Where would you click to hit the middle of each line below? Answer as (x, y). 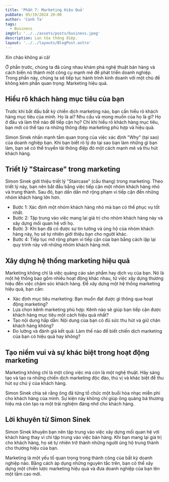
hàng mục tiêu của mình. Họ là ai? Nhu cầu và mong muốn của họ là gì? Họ (83, 116)
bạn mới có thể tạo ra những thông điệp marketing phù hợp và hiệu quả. (80, 127)
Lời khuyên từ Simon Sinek (48, 420)
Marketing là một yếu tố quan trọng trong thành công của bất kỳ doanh (79, 458)
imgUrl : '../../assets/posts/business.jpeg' (53, 33)
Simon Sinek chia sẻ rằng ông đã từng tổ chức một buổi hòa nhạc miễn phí (83, 393)
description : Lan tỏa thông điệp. (42, 38)
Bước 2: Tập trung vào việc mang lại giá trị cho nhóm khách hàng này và (88, 218)
